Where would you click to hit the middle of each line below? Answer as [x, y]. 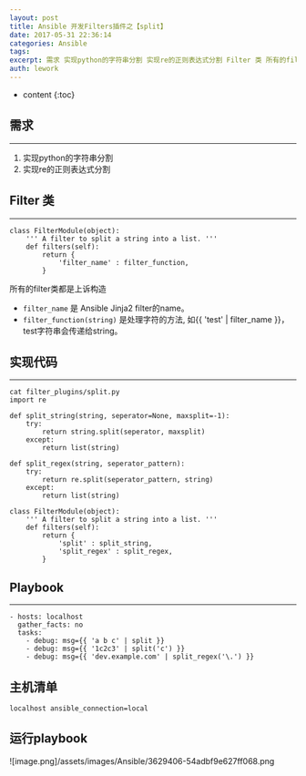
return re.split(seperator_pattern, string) [128, 480]
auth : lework [34, 69]
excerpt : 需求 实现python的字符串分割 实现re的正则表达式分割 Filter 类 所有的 [148, 60]
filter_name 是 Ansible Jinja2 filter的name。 [106, 308]
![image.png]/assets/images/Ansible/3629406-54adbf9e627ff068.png [142, 761]
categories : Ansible [49, 43]
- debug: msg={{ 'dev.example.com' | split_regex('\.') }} [140, 657]
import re [28, 400]
